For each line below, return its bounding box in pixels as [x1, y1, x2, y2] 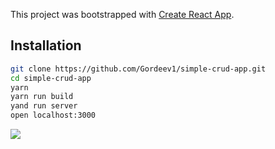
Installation [10, 37, 82, 54]
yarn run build [10, 92, 74, 102]
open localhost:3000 [10, 110, 97, 121]
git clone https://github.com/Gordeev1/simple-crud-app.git [10, 64, 267, 74]
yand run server [10, 101, 78, 111]
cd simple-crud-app [10, 73, 92, 83]
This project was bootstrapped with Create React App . [10, 9, 235, 20]
